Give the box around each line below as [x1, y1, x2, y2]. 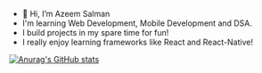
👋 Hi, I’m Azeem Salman [21, 9, 111, 19]
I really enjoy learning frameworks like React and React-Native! [21, 36, 254, 47]
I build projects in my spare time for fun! [21, 28, 169, 37]
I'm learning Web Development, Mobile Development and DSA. [21, 18, 252, 28]
